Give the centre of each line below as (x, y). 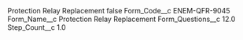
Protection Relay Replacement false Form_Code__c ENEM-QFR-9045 (119, 11)
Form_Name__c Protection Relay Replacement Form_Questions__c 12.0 (121, 19)
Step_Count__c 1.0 (37, 27)
